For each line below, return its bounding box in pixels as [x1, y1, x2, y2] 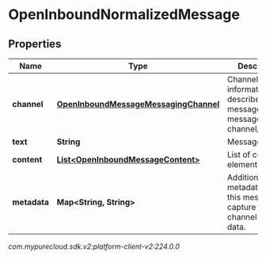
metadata [12, 196, 49, 208]
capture [226, 202, 256, 212]
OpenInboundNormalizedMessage [8, 6, 240, 24]
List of [226, 149, 251, 160]
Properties [8, 37, 62, 51]
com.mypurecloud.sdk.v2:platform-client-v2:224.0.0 [8, 242, 180, 251]
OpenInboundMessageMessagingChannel [56, 99, 220, 109]
